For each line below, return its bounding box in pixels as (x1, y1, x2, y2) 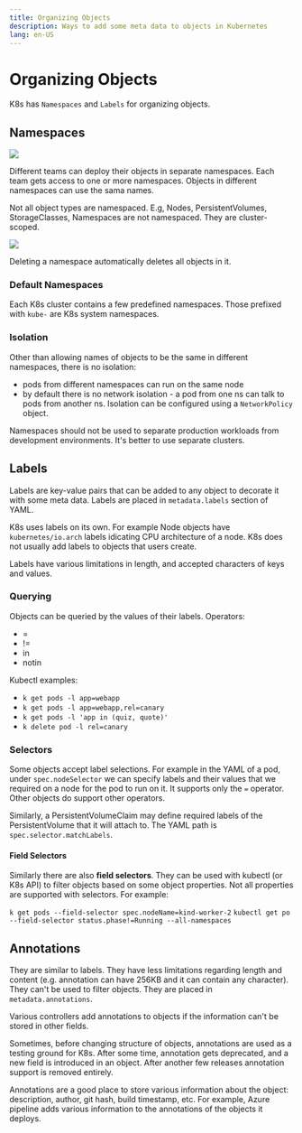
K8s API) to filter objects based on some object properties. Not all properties (9, 879, 294, 890)
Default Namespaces (9, 279, 104, 292)
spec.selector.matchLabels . (9, 830, 114, 840)
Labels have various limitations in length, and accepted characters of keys (9, 558, 285, 569)
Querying (9, 590, 52, 603)
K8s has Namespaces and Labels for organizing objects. (9, 98, 211, 109)
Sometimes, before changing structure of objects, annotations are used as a (9, 1038, 292, 1049)
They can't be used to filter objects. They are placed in (9, 984, 214, 995)
